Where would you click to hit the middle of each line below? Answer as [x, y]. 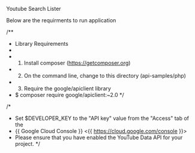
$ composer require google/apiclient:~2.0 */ [69, 95]
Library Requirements [42, 44]
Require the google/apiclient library [67, 89]
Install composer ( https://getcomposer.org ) [77, 63]
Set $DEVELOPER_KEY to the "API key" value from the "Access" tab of [102, 118]
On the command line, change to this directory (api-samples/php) [105, 76]
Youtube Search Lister [34, 9]
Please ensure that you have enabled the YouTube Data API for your [99, 137]
